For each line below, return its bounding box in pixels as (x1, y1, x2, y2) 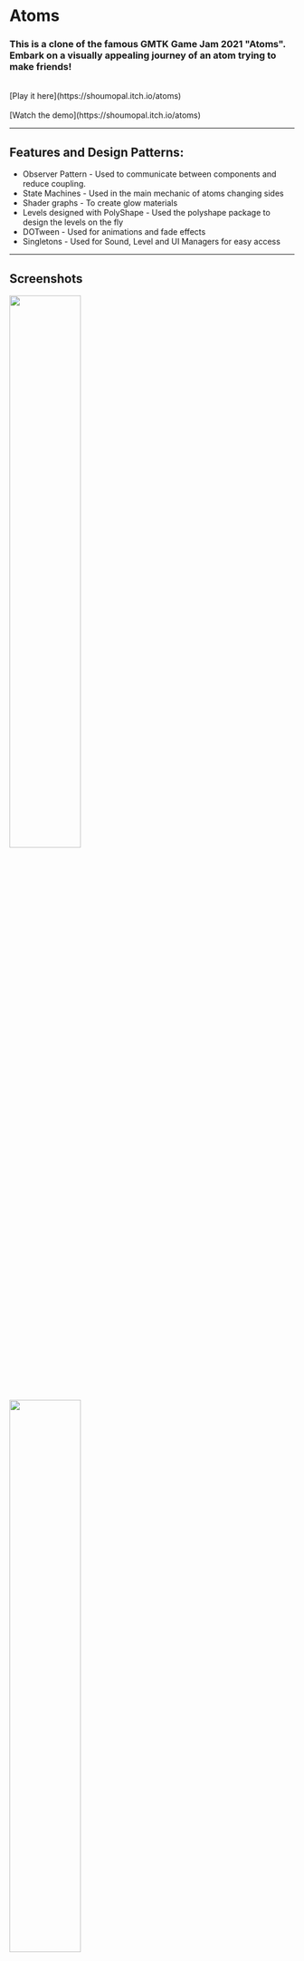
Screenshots (9, 271, 83, 286)
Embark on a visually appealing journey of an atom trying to (9, 49, 277, 62)
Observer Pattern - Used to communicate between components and (22, 169, 277, 179)
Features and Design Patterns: (9, 144, 185, 159)
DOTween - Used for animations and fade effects (22, 227, 206, 237)
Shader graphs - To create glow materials (22, 198, 178, 208)
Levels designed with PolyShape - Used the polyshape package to (22, 208, 271, 218)
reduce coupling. (22, 179, 86, 189)
